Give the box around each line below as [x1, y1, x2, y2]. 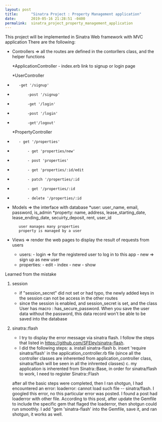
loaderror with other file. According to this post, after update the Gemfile [12, 396, 157, 402]
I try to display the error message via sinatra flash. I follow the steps [19, 335, 155, 341]
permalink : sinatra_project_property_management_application [5, 20, 133, 26]
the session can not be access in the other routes [19, 295, 118, 301]
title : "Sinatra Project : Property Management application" [5, 12, 142, 17]
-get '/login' [27, 102, 56, 107]
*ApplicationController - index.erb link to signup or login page [12, 63, 135, 69]
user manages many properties [18, 224, 80, 229]
